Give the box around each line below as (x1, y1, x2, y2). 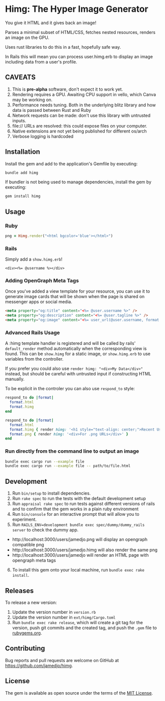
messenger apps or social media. (5, 299, 73, 305)
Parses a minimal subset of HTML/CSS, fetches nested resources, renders (5, 29, 156, 35)
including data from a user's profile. (5, 59, 78, 65)
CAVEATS (5, 73, 36, 82)
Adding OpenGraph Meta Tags (5, 277, 79, 284)
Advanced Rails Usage (5, 329, 60, 336)
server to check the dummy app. (12, 527, 79, 533)
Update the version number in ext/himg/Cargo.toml (12, 614, 116, 620)
